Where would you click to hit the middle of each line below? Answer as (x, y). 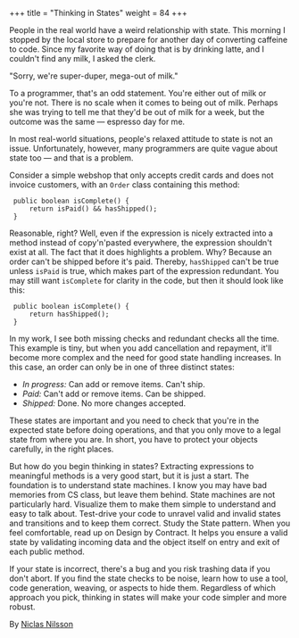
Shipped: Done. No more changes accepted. (104, 403)
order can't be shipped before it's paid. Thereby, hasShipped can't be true (144, 261)
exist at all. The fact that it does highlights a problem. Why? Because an (141, 252)
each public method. (47, 551)
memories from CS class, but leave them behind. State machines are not (142, 495)
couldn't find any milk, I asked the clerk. (83, 58)
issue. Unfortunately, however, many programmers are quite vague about (144, 148)
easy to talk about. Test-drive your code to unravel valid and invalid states (145, 514)
